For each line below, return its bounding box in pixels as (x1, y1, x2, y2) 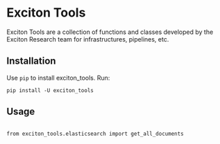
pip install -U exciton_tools (6, 87, 94, 94)
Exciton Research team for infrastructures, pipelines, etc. (6, 35, 169, 43)
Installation (6, 55, 56, 67)
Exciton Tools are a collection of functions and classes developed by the (6, 28, 214, 36)
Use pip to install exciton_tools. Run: (6, 73, 110, 82)
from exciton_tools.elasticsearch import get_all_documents (6, 130, 185, 137)
